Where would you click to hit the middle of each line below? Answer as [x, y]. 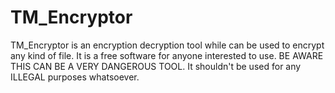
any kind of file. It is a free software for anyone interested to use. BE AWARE [167, 55]
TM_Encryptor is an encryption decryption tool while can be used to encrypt [167, 45]
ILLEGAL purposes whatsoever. [75, 77]
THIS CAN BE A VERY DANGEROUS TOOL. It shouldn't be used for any [156, 66]
